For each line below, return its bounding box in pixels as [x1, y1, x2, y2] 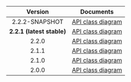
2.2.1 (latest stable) [9, 27, 67, 35]
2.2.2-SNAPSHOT [11, 18, 64, 26]
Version [26, 8, 49, 15]
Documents [80, 8, 114, 15]
